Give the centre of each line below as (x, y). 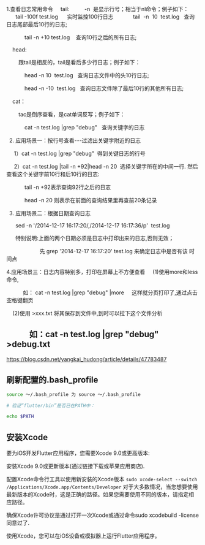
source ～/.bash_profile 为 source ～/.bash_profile (73, 394)
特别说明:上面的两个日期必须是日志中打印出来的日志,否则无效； (95, 238)
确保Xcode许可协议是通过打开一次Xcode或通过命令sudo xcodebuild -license (102, 515)
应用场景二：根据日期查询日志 (53, 213)
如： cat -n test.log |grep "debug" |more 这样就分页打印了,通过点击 (110, 292)
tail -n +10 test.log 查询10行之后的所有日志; (80, 37)
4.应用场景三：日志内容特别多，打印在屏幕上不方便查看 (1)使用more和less (102, 272)
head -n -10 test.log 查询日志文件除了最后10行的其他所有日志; (104, 88)
